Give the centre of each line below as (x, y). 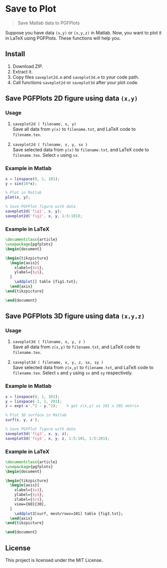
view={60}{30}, (30, 504)
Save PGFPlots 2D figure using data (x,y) (72, 99)
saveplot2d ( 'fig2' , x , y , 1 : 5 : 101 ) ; (44, 216)
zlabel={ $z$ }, (29, 500)
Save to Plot (31, 9)
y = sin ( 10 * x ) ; (21, 184)
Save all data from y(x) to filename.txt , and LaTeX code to (74, 129)
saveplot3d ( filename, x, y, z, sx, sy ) (58, 363)
